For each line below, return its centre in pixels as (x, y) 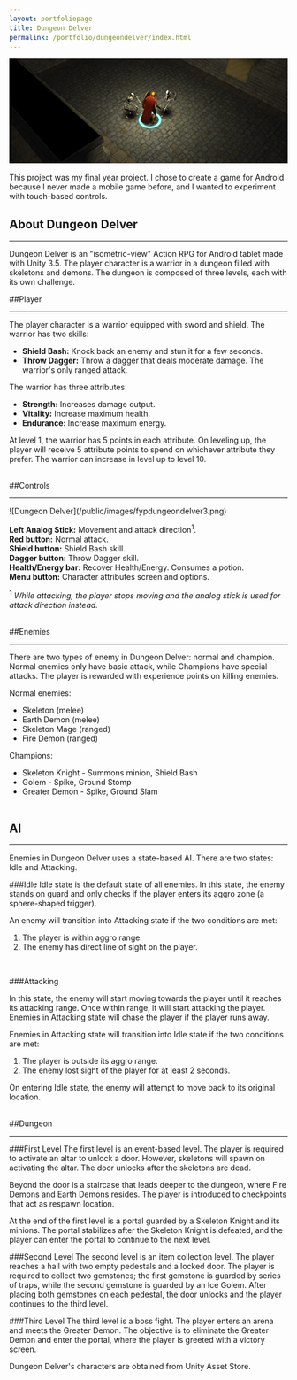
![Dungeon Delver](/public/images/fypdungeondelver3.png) (118, 511)
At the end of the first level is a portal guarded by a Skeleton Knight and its (145, 1221)
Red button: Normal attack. (59, 539)
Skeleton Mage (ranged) (66, 729)
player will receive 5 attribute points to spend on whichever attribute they (142, 450)
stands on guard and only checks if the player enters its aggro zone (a (137, 894)
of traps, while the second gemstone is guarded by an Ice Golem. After (138, 1285)
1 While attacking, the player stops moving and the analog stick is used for (145, 595)
